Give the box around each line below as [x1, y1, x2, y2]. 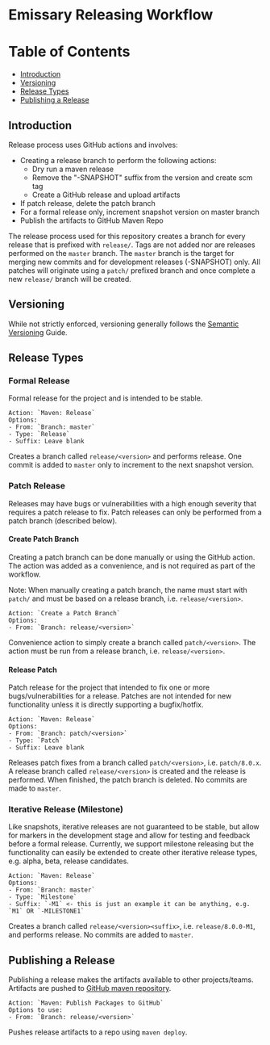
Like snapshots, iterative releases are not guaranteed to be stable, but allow [8, 822, 260, 832]
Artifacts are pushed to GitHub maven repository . [8, 984, 172, 993]
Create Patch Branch [8, 535, 79, 544]
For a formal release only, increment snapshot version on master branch [19, 207, 260, 216]
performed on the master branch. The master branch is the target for [8, 248, 235, 258]
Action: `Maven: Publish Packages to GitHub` [8, 999, 164, 1007]
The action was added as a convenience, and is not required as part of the [8, 560, 255, 570]
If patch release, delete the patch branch [19, 198, 156, 208]
